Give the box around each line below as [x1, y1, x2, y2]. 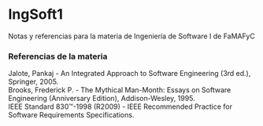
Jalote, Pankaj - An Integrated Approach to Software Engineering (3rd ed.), [8, 69, 251, 78]
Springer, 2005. [8, 77, 59, 87]
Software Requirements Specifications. [8, 110, 135, 120]
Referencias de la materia [8, 51, 108, 62]
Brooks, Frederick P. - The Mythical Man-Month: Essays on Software [8, 85, 232, 95]
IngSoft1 [8, 5, 63, 23]
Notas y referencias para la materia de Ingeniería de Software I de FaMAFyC [8, 31, 256, 41]
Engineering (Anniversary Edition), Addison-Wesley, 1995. [8, 94, 195, 103]
